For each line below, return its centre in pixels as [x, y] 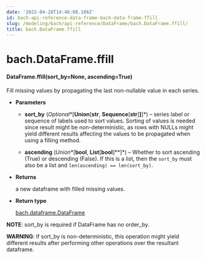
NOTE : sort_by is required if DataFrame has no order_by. [78, 224]
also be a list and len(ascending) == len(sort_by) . [89, 165]
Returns [26, 177]
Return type [31, 200]
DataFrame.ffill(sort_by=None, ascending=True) [69, 77]
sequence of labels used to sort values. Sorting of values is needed [110, 121]
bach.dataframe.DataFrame [50, 213]
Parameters [30, 102]
